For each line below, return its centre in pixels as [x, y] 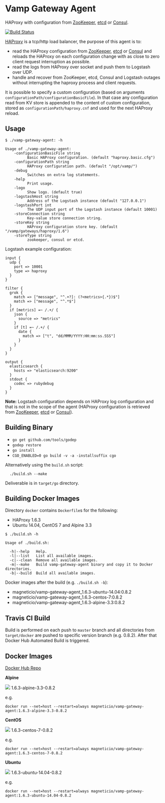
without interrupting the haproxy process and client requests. [74, 83]
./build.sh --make [29, 474]
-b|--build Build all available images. [53, 573]
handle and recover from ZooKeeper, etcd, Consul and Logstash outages [86, 77]
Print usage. [40, 184]
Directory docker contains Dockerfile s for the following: [62, 511]
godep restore [27, 445]
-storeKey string [32, 222]
